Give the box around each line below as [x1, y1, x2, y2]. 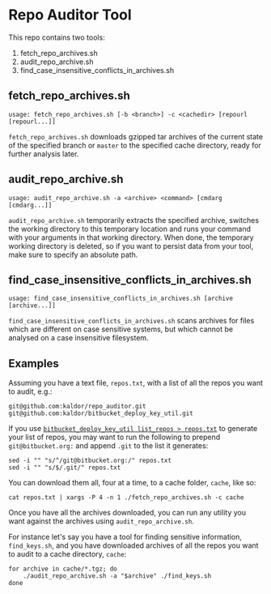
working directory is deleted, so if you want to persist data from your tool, [8, 241, 254, 250]
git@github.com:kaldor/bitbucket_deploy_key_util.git [8, 409, 194, 418]
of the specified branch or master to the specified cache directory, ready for [8, 140, 261, 150]
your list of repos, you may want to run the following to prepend [8, 432, 221, 442]
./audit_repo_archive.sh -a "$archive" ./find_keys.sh [23, 572, 212, 580]
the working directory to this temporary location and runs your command [8, 224, 252, 233]
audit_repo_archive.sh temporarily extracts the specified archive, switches [8, 215, 260, 224]
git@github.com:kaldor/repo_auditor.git [8, 403, 147, 411]
